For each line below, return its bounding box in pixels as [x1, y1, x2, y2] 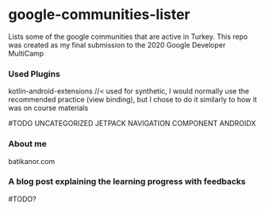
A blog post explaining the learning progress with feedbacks [8, 176, 246, 187]
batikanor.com [8, 156, 56, 166]
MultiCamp [8, 48, 44, 58]
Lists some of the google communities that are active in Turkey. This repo [8, 32, 248, 41]
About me [8, 139, 48, 150]
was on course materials [8, 103, 89, 113]
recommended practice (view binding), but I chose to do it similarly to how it [8, 95, 258, 105]
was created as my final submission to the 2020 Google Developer [8, 40, 226, 49]
